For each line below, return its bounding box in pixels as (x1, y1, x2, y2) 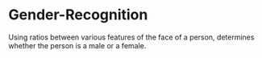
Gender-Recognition (8, 6, 148, 24)
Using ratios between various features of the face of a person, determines (8, 32, 255, 42)
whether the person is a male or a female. (8, 40, 147, 50)
